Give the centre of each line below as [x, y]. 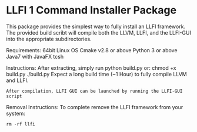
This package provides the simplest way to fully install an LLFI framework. [96, 26]
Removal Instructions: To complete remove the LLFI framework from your [95, 107]
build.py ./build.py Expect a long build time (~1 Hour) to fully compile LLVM [96, 74]
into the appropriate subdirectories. [49, 39]
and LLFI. [17, 80]
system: [16, 113]
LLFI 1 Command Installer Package [91, 10]
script [14, 96]
